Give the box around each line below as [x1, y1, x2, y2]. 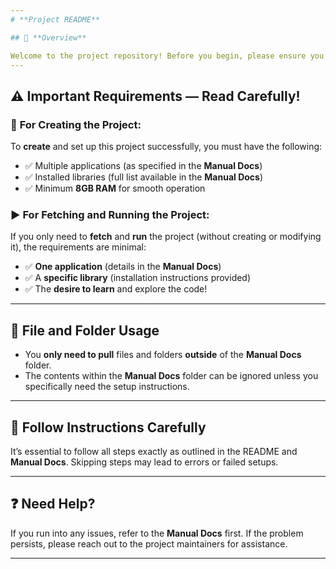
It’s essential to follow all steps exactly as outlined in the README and [10, 445, 298, 457]
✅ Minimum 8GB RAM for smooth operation [24, 182, 206, 195]
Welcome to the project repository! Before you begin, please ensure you [10, 51, 325, 61]
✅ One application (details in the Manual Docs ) [24, 261, 222, 273]
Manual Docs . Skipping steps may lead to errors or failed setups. [10, 456, 279, 468]
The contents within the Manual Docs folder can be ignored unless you [24, 370, 319, 382]
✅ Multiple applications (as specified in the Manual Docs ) [24, 160, 263, 172]
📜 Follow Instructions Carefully [10, 419, 207, 436]
